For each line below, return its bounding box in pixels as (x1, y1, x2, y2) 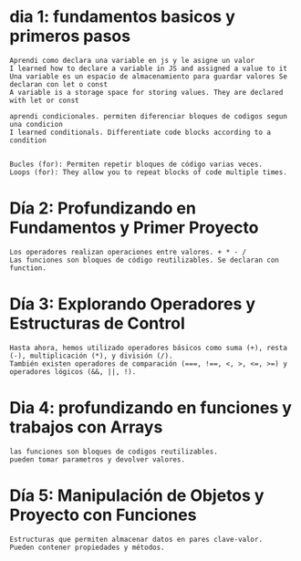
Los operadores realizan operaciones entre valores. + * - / (9, 247, 247, 256)
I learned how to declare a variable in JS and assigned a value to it (9, 64, 287, 73)
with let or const (9, 96, 79, 105)
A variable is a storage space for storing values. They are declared (9, 88, 284, 97)
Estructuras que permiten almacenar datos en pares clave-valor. (9, 535, 263, 544)
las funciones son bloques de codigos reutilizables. (9, 447, 219, 456)
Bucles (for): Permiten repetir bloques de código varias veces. (9, 160, 263, 169)
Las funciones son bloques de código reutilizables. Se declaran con (9, 255, 280, 265)
